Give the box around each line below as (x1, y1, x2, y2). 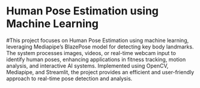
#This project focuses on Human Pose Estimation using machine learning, (6, 37, 189, 44)
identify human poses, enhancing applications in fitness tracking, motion (6, 56, 186, 63)
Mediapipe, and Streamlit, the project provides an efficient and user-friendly (6, 68, 195, 75)
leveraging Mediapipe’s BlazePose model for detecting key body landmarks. (6, 43, 194, 50)
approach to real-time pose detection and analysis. (6, 75, 133, 82)
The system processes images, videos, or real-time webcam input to (6, 49, 176, 56)
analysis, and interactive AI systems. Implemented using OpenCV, (6, 62, 169, 69)
